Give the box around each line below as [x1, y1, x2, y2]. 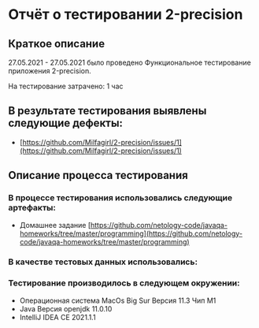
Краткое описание [8, 37, 105, 50]
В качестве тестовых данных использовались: [8, 256, 198, 267]
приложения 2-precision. [8, 66, 92, 76]
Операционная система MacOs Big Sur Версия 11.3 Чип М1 [19, 296, 216, 305]
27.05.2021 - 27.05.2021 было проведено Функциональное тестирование [8, 58, 252, 67]
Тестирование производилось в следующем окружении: [8, 278, 240, 289]
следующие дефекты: [8, 117, 124, 130]
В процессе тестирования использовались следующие [8, 192, 233, 203]
